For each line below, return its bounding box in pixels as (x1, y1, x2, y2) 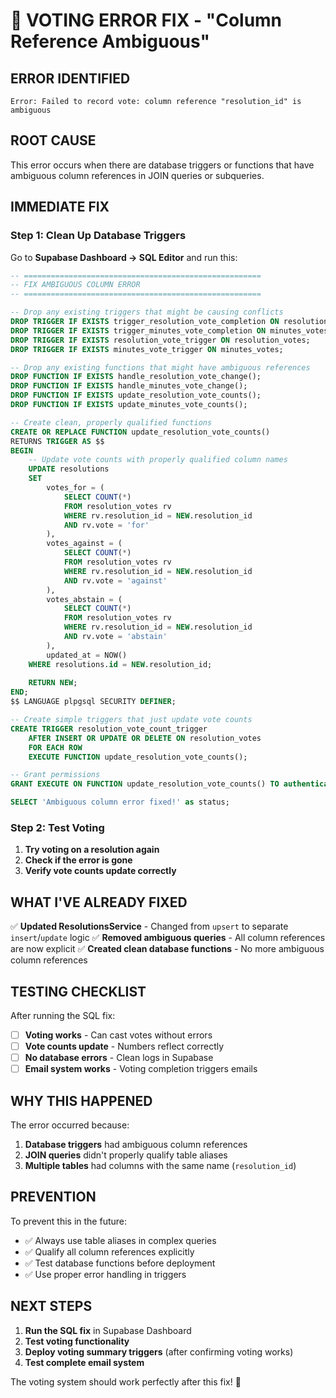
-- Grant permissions (10, 770, 101, 780)
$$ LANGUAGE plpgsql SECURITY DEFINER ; (10, 697, 177, 707)
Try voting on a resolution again (24, 844, 160, 856)
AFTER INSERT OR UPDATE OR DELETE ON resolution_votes (28, 733, 262, 743)
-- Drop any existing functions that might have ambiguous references (10, 362, 311, 373)
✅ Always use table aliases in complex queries (24, 1234, 217, 1246)
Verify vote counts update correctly (24, 865, 177, 877)
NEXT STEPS (10, 1298, 93, 1315)
